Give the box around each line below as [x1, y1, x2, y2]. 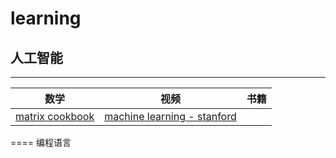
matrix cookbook [15, 110, 95, 123]
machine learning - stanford [104, 110, 237, 123]
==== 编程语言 [10, 137, 72, 148]
